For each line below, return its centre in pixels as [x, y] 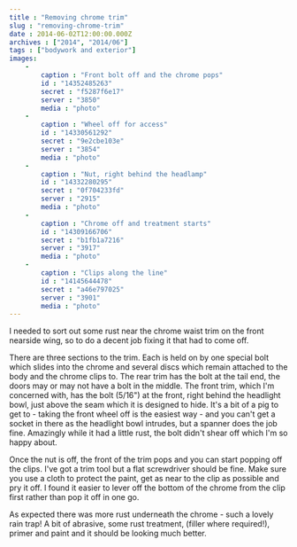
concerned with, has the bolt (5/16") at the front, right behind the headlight [145, 395]
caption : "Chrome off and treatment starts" [126, 223]
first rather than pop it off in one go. [74, 497]
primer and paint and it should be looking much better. [108, 534]
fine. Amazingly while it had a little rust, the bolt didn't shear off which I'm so [148, 433]
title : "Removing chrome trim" [69, 17]
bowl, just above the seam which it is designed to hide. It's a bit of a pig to [144, 405]
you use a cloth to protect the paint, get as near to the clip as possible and [145, 479]
